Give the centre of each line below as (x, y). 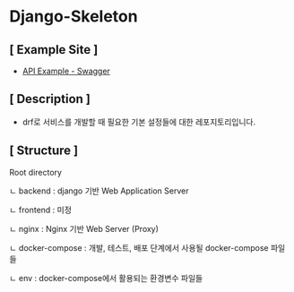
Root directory (36, 172)
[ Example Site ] (54, 50)
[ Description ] (50, 99)
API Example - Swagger (66, 71)
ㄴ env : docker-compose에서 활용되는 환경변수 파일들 (106, 278)
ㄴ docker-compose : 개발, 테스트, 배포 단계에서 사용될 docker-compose (139, 247)
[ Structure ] (44, 151)
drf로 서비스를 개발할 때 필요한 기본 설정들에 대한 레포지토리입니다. (139, 122)
